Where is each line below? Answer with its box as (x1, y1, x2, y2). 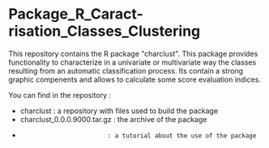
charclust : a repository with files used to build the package (19, 106, 219, 116)
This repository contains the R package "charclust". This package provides (8, 49, 258, 58)
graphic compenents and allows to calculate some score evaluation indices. (8, 74, 262, 84)
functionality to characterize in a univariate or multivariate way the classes (8, 57, 257, 67)
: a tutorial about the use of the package (107, 131, 257, 140)
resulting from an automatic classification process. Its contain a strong (8, 66, 244, 75)
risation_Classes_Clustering (8, 22, 201, 40)
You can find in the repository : (8, 90, 112, 99)
